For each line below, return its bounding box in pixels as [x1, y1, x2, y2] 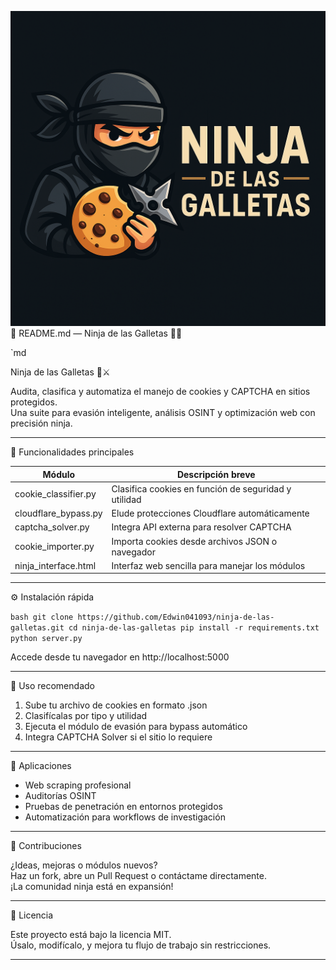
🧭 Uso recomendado [10, 680, 95, 692]
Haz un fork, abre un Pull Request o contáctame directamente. [10, 870, 267, 882]
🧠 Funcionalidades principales [10, 446, 135, 458]
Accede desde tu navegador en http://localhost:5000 [10, 651, 230, 663]
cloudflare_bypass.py [14, 507, 103, 519]
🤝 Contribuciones [10, 840, 82, 852]
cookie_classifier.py [14, 488, 97, 500]
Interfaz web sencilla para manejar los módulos [111, 559, 306, 571]
